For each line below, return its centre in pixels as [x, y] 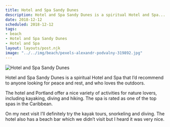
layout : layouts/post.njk [33, 48]
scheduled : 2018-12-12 [29, 24]
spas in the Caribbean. [29, 103]
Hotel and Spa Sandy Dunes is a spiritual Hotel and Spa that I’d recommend [84, 77]
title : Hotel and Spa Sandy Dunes [42, 10]
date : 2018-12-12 [24, 19]
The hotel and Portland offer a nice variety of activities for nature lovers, [81, 93]
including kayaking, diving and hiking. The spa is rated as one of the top [81, 98]
